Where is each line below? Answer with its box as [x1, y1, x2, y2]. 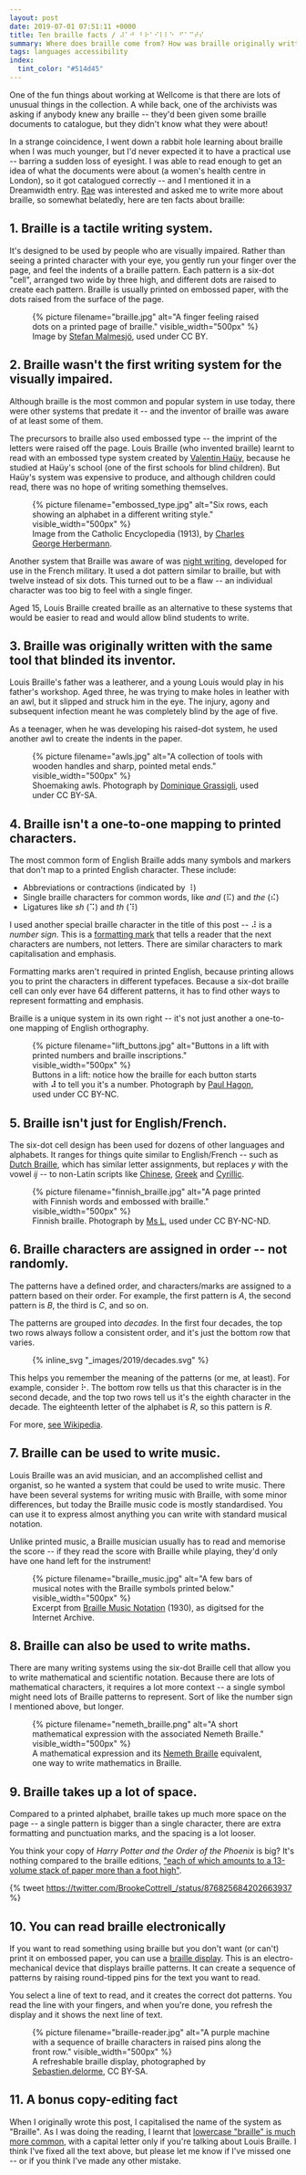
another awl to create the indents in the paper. [9, 733, 183, 744]
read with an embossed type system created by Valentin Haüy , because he [9, 452, 291, 463]
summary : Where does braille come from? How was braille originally [9, 38, 275, 48]
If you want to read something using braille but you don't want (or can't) [9, 1943, 280, 1954]
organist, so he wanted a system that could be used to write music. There [9, 1479, 285, 1490]
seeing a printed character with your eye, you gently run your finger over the [9, 255, 297, 266]
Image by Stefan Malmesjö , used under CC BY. [32, 331, 209, 341]
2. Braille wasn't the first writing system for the [9, 357, 282, 373]
